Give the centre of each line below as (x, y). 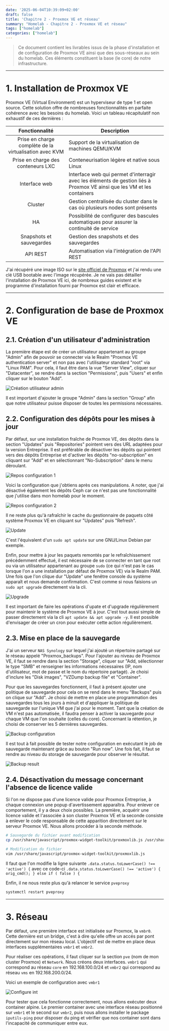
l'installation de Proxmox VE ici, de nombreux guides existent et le (74, 280)
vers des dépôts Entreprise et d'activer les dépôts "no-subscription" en (79, 455)
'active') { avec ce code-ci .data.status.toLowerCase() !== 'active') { (83, 868)
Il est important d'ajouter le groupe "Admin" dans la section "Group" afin (80, 398)
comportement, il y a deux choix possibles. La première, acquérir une (77, 810)
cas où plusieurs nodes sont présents (113, 207)
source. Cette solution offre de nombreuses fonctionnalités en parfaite (78, 107)
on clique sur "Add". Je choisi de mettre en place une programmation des (81, 697)
